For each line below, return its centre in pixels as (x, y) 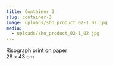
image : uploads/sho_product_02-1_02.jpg (57, 22)
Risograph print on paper (37, 50)
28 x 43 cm (20, 57)
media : (14, 28)
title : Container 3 (30, 12)
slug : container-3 (29, 17)
